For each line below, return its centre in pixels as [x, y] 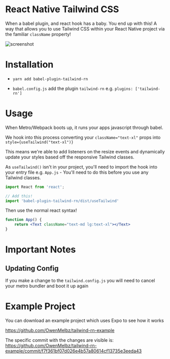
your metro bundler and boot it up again [47, 286]
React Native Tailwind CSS [62, 9]
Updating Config [32, 268]
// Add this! [19, 196]
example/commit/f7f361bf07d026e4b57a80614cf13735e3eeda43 [74, 351]
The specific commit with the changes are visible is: [60, 340]
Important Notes [41, 250]
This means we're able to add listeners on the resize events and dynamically [85, 151]
